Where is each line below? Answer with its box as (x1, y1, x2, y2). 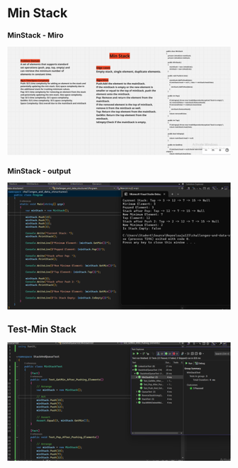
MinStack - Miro (7, 31, 64, 40)
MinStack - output (7, 165, 72, 175)
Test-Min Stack (7, 323, 76, 335)
